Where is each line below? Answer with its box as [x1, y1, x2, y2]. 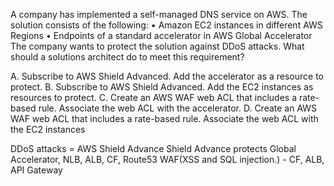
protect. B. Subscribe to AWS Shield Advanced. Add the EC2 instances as [10, 81, 314, 93]
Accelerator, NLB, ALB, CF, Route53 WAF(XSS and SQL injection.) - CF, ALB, [10, 154, 325, 165]
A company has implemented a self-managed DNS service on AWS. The [10, 9, 308, 20]
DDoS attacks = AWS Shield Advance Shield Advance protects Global [10, 143, 297, 154]
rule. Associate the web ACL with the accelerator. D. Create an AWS [38, 102, 318, 114]
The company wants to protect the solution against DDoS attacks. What [10, 40, 305, 52]
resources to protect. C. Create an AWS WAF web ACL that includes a [10, 92, 298, 103]
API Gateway [10, 164, 63, 176]
